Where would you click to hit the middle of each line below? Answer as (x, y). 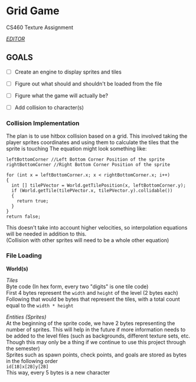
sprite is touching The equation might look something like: (76, 149)
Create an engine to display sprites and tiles (68, 72)
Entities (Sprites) (26, 317)
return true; (33, 201)
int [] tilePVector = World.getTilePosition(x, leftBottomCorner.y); (99, 186)
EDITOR (16, 39)
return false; (24, 217)
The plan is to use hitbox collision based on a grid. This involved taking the (97, 136)
